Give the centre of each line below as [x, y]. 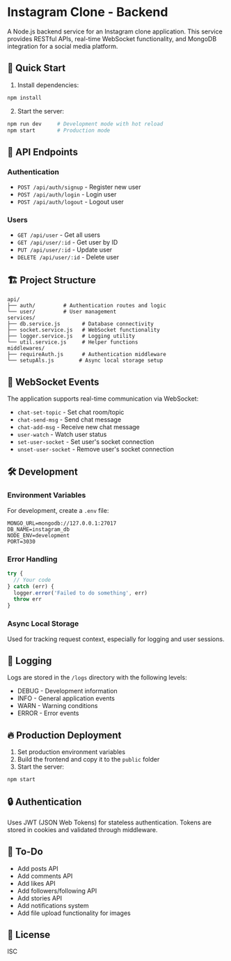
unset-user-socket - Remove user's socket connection [96, 449]
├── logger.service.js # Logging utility [71, 336]
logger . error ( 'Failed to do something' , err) [81, 593]
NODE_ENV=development [39, 535]
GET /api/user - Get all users [59, 235]
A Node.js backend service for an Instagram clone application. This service [115, 31]
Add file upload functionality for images [74, 913]
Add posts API [38, 868]
